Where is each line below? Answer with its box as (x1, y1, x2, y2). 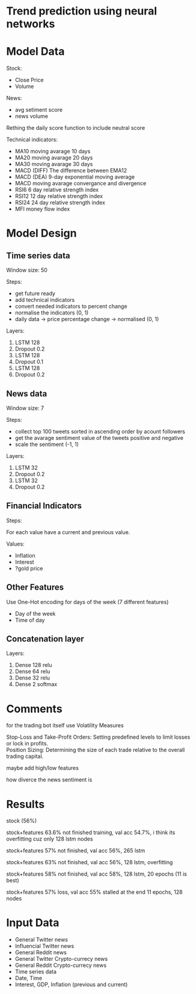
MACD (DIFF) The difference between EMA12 (14, 167, 127, 174)
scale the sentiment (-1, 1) (14, 441, 79, 448)
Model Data (6, 45, 65, 59)
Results (6, 797, 45, 811)
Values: (6, 540, 25, 547)
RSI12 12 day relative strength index (14, 193, 103, 200)
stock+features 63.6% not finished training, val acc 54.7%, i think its (6, 829, 176, 836)
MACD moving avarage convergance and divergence (14, 180, 147, 187)
